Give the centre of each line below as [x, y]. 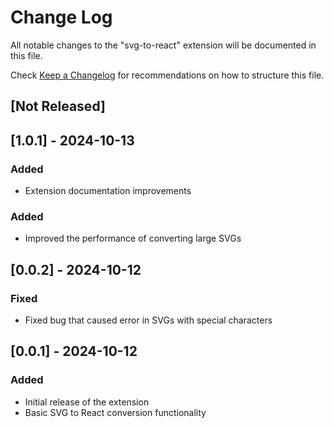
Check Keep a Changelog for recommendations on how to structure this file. [167, 75]
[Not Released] [58, 106]
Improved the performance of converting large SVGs [133, 238]
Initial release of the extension [87, 402]
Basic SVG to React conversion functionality [115, 412]
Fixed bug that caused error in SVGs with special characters [148, 320]
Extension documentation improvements [108, 191]
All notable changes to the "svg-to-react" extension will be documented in [163, 45]
